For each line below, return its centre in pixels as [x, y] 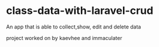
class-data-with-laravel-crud [80, 11]
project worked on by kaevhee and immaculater [64, 38]
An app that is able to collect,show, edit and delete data [74, 27]
